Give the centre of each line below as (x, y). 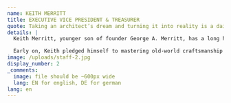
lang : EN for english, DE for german (67, 83)
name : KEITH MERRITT (37, 13)
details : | (23, 32)
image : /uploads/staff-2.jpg (49, 58)
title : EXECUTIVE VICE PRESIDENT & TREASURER (73, 20)
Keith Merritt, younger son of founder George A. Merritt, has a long (117, 39)
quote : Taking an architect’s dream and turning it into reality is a (110, 26)
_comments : (23, 70)
